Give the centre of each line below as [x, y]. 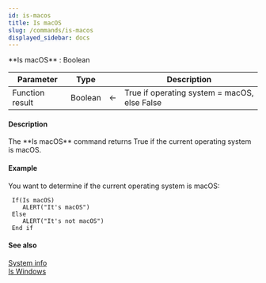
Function [28, 93]
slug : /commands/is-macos [51, 30]
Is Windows [27, 271]
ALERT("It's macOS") [56, 207]
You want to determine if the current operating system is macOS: [114, 186]
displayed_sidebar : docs [49, 38]
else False [143, 103]
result [23, 103]
